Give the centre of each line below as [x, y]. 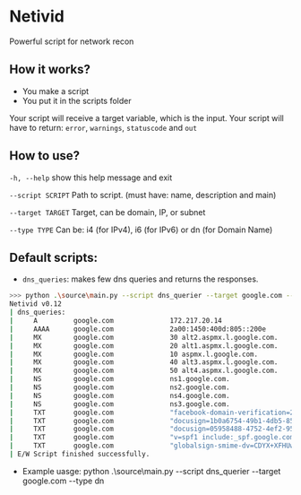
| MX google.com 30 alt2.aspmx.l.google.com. [144, 337]
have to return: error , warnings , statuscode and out [103, 127]
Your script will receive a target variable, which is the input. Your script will [146, 117]
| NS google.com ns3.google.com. [120, 404]
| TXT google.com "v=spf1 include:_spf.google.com [152, 438]
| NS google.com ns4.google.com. [120, 395]
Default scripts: [54, 257]
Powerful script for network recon [72, 41]
